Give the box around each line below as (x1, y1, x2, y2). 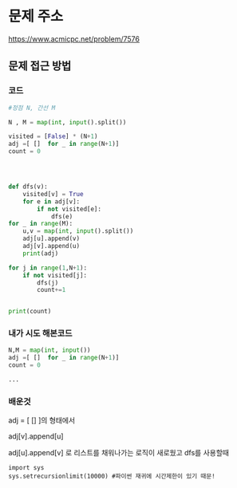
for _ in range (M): (8, 220, 73, 228)
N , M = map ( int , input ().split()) (8, 118, 127, 126)
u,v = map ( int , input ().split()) (22, 227, 134, 235)
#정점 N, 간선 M (8, 104, 56, 112)
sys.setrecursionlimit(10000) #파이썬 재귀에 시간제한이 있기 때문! (8, 472, 215, 481)
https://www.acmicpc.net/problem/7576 (8, 33, 140, 44)
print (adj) (22, 249, 59, 258)
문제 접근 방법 (8, 59, 72, 73)
